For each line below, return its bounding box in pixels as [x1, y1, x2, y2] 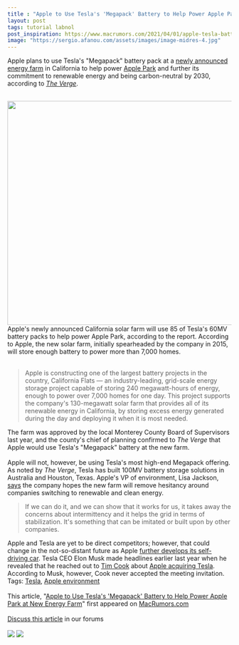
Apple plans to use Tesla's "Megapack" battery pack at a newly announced [7, 56, 228, 65]
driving [7, 554, 28, 563]
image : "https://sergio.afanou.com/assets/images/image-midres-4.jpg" [7, 37, 221, 44]
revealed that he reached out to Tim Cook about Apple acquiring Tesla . [7, 562, 216, 570]
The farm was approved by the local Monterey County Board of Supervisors [7, 428, 230, 437]
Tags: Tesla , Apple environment [7, 577, 100, 585]
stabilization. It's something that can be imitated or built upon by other [24, 517, 230, 526]
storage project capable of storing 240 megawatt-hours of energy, [24, 384, 221, 393]
